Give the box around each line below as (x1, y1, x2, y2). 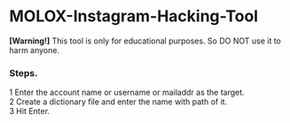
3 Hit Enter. (9, 106, 51, 117)
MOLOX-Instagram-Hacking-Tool (9, 6, 259, 27)
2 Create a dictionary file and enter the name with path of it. (9, 96, 228, 107)
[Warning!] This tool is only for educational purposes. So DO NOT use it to (9, 35, 282, 46)
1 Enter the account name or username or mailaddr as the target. (9, 87, 246, 98)
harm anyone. (9, 44, 60, 55)
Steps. (9, 66, 38, 79)
